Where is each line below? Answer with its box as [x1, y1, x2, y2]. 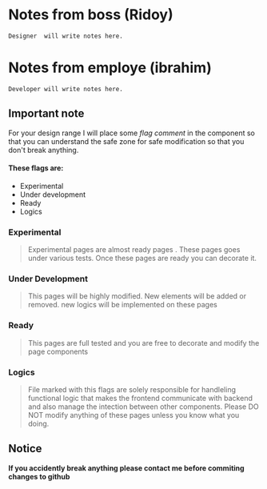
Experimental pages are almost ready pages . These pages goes [27, 245, 241, 255]
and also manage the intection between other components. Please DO [27, 402, 259, 411]
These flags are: [8, 163, 64, 173]
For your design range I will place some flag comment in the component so [8, 128, 256, 138]
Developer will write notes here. [8, 85, 124, 93]
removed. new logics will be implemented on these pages [27, 300, 217, 310]
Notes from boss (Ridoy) [8, 6, 173, 24]
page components [27, 347, 89, 356]
